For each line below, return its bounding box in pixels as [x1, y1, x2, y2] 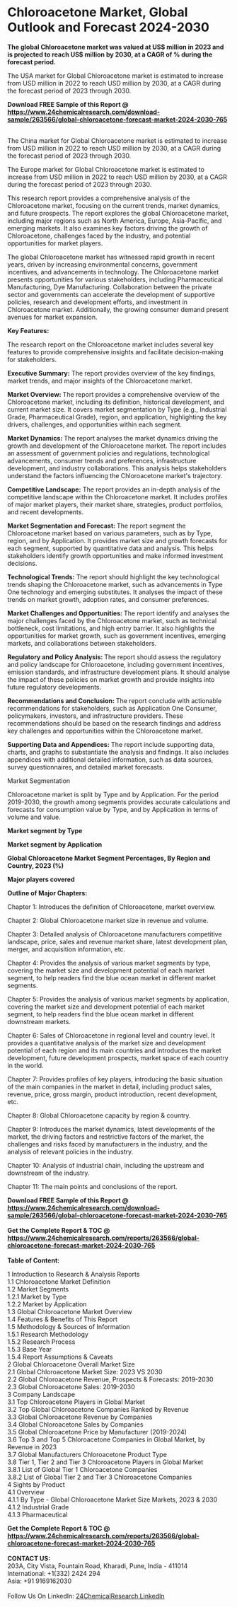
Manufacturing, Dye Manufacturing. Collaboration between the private [7, 282, 212, 291]
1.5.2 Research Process [7, 1338, 76, 1346]
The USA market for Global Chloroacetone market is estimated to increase [7, 71, 224, 80]
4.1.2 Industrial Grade [7, 1502, 69, 1511]
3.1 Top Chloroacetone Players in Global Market [7, 1398, 145, 1406]
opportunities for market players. [7, 238, 103, 248]
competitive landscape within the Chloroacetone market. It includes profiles [7, 492, 228, 501]
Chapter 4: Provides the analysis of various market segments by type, [7, 958, 211, 967]
